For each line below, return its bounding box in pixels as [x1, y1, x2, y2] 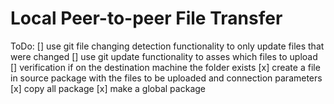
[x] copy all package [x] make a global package [10, 82, 206, 94]
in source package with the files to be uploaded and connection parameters [10, 72, 323, 84]
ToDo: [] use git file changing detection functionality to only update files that [10, 40, 325, 52]
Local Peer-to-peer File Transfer [10, 7, 283, 30]
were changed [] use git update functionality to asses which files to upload [10, 50, 318, 62]
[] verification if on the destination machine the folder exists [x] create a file [10, 61, 321, 73]
